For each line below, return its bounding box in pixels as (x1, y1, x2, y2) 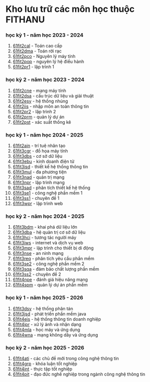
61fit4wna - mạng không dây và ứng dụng (12, 332, 98, 337)
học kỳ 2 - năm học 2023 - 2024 (5, 76, 85, 83)
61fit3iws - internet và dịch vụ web (12, 240, 83, 246)
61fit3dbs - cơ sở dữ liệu (12, 153, 63, 159)
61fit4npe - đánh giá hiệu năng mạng (12, 277, 88, 283)
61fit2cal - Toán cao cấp (12, 43, 63, 49)
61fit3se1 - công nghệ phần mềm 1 (12, 190, 83, 196)
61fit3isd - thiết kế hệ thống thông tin (12, 164, 88, 170)
